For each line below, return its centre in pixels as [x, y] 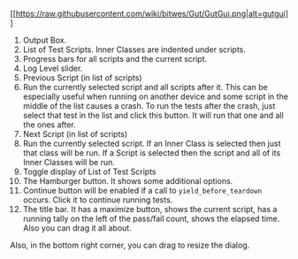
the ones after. [49, 125]
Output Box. [45, 40]
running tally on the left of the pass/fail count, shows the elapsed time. [151, 218]
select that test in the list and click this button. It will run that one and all [153, 115]
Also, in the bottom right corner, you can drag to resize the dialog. [130, 245]
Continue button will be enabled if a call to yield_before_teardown [142, 190]
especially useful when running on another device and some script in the [155, 96]
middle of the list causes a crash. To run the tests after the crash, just [149, 106]
